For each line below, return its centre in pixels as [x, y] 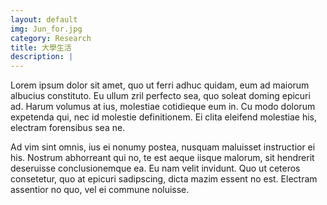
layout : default [44, 19]
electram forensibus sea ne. [68, 128]
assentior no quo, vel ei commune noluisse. [100, 190]
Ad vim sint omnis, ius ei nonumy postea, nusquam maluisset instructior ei [163, 147]
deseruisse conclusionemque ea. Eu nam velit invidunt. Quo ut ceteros [155, 168]
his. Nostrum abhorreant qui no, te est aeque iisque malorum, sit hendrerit [162, 158]
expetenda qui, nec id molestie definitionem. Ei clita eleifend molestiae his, [164, 117]
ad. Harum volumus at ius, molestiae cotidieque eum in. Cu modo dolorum [163, 107]
